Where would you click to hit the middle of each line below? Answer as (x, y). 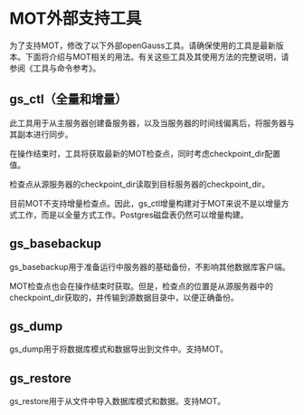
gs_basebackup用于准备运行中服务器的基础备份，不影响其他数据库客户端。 (150, 266)
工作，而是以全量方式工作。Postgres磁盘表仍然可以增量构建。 (133, 215)
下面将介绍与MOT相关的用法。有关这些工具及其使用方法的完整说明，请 (157, 56)
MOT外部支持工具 (76, 19)
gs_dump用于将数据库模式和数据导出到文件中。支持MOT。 (119, 349)
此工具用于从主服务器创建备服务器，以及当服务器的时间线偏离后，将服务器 (148, 122)
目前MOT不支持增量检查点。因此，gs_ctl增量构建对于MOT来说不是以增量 (146, 203)
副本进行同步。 (45, 134)
